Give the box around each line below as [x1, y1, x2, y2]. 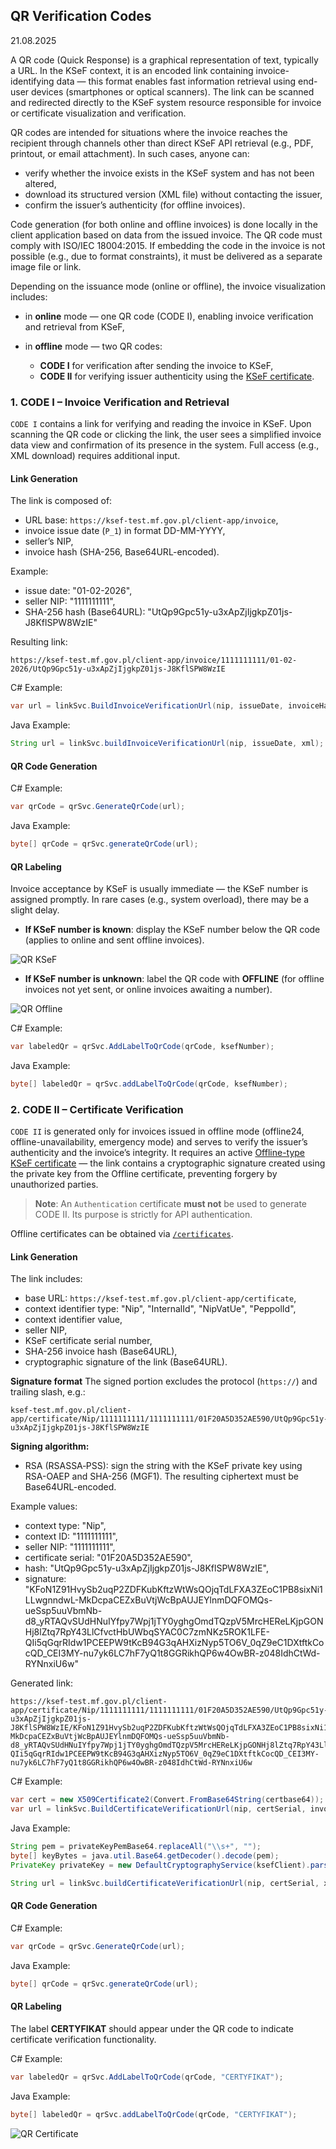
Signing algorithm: [10, 1440, 90, 1453]
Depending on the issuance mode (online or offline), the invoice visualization [10, 280, 327, 292]
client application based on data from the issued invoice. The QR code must [10, 229, 323, 241]
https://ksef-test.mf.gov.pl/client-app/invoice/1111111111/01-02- [10, 655, 298, 666]
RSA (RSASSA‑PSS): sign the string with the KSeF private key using [24, 1460, 303, 1472]
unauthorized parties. [10, 1179, 99, 1191]
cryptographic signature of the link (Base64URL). [24, 1356, 228, 1368]
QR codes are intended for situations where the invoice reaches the [10, 126, 288, 138]
